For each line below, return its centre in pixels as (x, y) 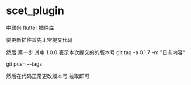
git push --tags (24, 64)
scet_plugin (35, 11)
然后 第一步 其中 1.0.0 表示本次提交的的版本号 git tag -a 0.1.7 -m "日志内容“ (95, 52)
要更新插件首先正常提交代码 (39, 40)
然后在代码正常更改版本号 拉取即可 (48, 76)
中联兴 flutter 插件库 (30, 27)
